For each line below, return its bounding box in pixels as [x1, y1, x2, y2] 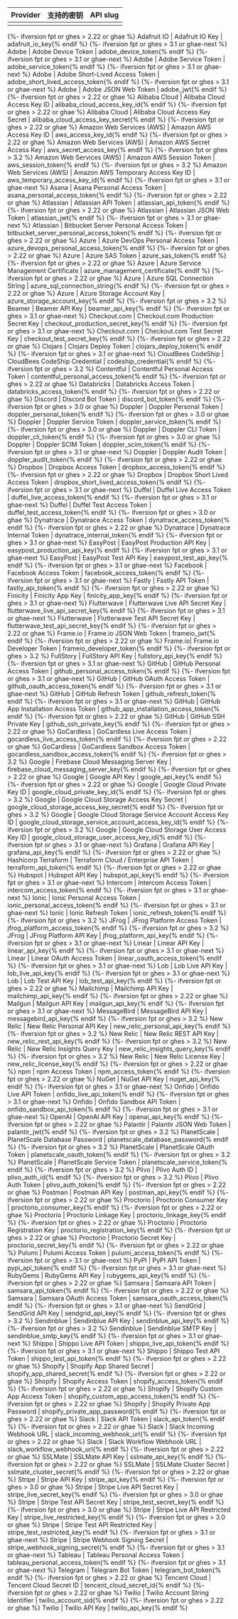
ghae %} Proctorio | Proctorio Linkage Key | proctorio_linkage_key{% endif [7, 1211, 227, 1219]
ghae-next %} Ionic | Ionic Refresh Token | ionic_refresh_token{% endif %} [7, 909, 227, 917]
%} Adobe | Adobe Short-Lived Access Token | [21, 70, 160, 78]
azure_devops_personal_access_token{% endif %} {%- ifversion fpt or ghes [7, 244, 230, 252]
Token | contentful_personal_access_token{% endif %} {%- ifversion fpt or [7, 373, 226, 380]
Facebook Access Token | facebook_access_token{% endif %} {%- [7, 569, 205, 577]
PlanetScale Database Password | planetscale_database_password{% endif [7, 1136, 229, 1143]
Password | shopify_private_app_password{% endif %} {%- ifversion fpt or [7, 1407, 227, 1416]
